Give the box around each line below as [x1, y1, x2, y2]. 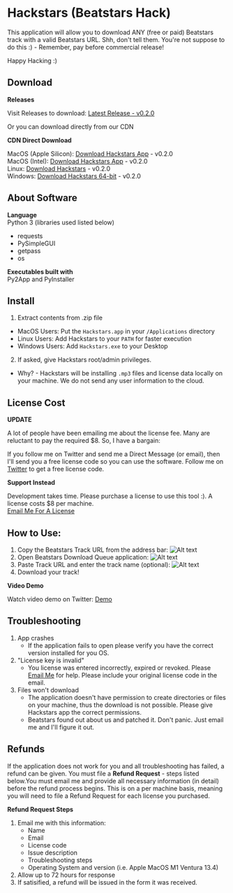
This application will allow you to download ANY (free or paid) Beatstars [7, 28, 214, 36]
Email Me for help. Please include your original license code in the [27, 671, 218, 679]
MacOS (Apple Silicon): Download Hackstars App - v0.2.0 [7, 149, 173, 158]
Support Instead [7, 478, 56, 487]
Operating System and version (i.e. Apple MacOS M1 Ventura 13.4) [27, 863, 218, 871]
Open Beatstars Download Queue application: [17, 553, 149, 561]
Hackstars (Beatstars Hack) [7, 5, 171, 21]
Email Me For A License [7, 507, 75, 515]
